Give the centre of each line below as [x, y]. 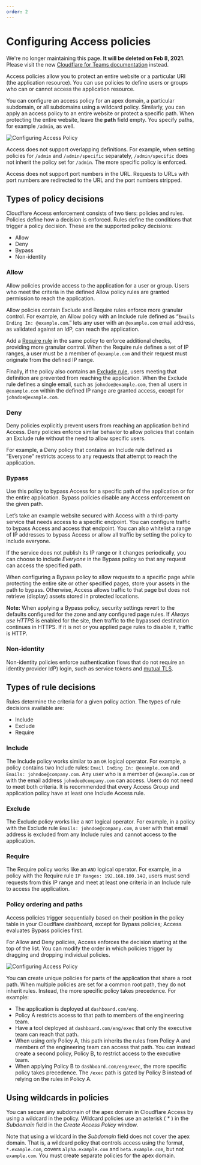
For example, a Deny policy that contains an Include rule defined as [89, 450]
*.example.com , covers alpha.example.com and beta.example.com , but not [95, 1149]
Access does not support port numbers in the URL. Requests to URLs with [97, 173]
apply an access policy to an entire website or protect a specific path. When [100, 113]
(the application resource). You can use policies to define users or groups [97, 82]
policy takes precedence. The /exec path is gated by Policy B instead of [103, 1073]
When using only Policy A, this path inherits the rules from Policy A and [103, 1040]
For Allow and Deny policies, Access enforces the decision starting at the [97, 942]
